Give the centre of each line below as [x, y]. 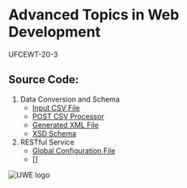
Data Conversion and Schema [70, 99]
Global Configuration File [74, 150]
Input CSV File [56, 107]
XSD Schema [54, 133]
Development [55, 32]
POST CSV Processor [68, 116]
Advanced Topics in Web [94, 15]
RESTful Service [47, 142]
